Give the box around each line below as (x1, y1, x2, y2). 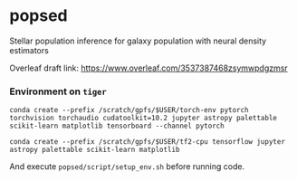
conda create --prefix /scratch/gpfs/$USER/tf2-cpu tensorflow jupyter (9, 138, 285, 147)
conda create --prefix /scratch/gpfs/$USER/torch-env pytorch (9, 106, 249, 115)
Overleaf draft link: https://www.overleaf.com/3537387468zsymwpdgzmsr (9, 62, 288, 73)
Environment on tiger (9, 85, 107, 98)
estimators (9, 44, 50, 55)
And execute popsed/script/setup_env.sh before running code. (9, 161, 245, 172)
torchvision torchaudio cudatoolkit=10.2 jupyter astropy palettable (9, 114, 278, 123)
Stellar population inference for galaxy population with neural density (9, 35, 267, 46)
